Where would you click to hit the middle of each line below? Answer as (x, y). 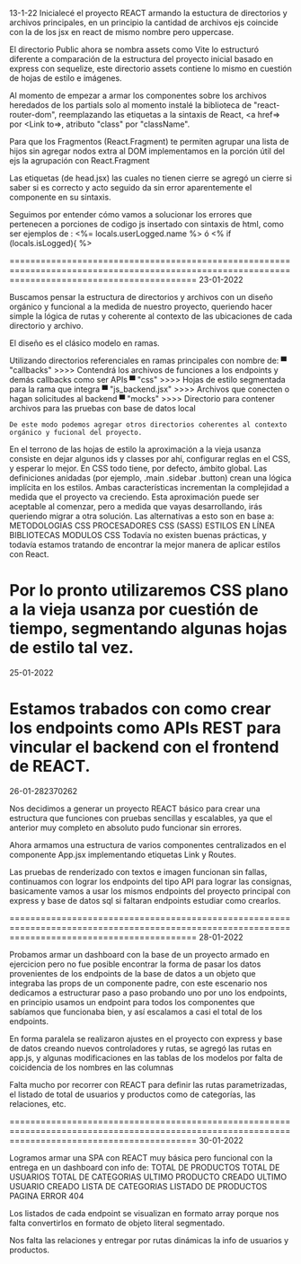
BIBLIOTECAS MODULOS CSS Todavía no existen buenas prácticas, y (138, 535)
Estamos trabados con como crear (140, 709)
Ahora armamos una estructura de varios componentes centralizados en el (148, 844)
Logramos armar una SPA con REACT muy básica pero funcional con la (141, 1157)
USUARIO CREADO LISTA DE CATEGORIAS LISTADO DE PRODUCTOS (138, 1186)
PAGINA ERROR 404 (47, 1196)
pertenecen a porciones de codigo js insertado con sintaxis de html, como (147, 224)
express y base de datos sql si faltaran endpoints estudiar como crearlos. (145, 900)
